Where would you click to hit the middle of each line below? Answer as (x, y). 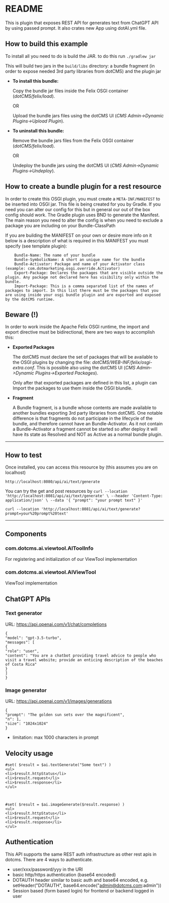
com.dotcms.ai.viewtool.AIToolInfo (50, 548)
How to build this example (47, 44)
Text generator (24, 613)
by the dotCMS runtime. (30, 299)
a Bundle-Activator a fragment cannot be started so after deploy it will (85, 429)
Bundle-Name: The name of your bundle (55, 255)
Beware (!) (22, 315)
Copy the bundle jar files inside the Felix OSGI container (70, 91)
